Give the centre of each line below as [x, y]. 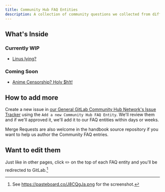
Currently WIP [22, 48]
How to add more [32, 97]
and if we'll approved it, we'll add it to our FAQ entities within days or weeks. [82, 120]
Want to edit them [33, 150]
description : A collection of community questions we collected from [78, 14]
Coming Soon [22, 72]
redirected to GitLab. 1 [27, 170]
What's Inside [27, 34]
